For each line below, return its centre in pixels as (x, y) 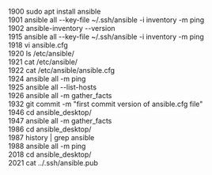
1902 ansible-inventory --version (62, 28)
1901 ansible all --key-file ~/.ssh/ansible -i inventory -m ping (106, 20)
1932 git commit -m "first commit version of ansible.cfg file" (106, 104)
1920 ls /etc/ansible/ (42, 53)
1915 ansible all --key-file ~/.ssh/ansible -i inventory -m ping (106, 36)
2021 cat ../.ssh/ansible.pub (53, 163)
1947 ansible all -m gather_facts (60, 121)
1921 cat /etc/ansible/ (43, 62)
